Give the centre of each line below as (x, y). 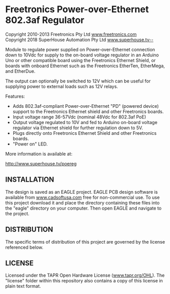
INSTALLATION (30, 180)
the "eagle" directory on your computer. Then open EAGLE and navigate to (83, 208)
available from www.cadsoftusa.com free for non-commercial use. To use (82, 197)
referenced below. (24, 247)
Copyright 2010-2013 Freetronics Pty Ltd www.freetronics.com (71, 34)
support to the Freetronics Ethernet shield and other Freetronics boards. (88, 111)
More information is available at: (39, 154)
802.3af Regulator (45, 20)
